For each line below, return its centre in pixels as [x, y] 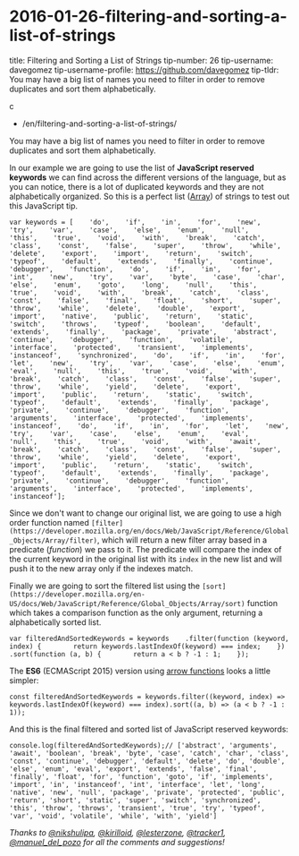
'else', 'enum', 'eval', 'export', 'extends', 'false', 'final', [133, 769]
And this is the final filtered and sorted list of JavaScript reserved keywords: [149, 729]
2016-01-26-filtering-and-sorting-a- [148, 17]
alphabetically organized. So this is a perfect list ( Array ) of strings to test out [149, 196]
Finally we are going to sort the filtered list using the [105, 586]
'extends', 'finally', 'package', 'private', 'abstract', [143, 332]
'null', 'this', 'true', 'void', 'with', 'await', [135, 441]
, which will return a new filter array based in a [182, 540]
